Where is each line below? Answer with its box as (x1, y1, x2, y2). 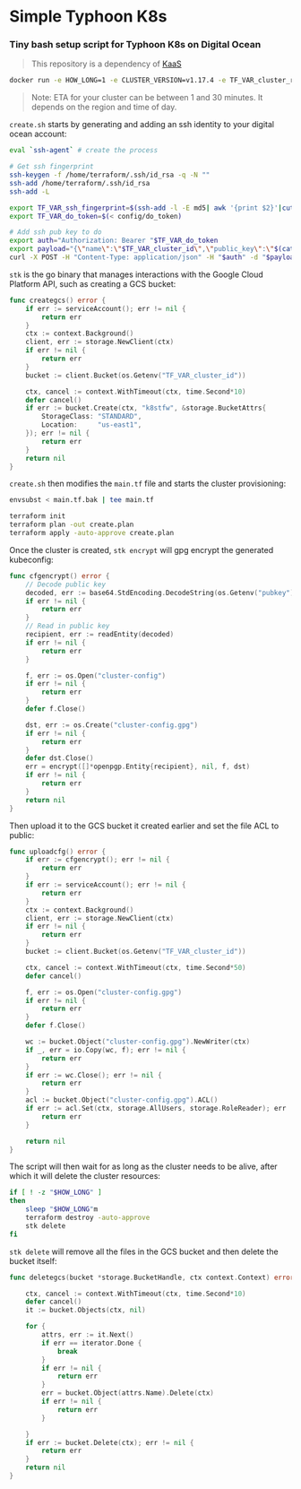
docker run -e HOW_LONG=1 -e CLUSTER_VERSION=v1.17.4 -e (9, 76, 227, 85)
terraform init (9, 512, 66, 521)
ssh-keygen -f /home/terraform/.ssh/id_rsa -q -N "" (9, 170, 211, 180)
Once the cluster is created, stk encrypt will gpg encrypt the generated (9, 544, 274, 555)
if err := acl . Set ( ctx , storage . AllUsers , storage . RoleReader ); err (25, 1104, 287, 1113)
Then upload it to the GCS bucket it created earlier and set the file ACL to (9, 820, 279, 831)
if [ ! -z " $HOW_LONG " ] (9, 1188, 102, 1198)
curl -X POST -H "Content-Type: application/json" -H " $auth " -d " (9, 253, 267, 262)
